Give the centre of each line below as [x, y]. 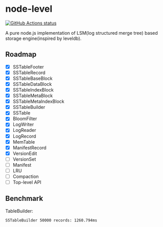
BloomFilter [25, 119]
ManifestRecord [29, 147]
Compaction [26, 176]
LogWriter [23, 124]
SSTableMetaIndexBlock [38, 101]
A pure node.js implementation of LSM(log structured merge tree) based [81, 33]
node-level [29, 9]
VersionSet [24, 159]
